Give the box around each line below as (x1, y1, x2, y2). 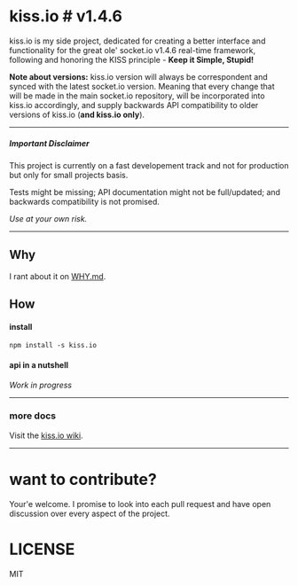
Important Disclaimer (9, 137, 90, 148)
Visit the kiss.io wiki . (9, 430, 83, 441)
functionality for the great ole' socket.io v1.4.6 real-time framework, (9, 44, 255, 55)
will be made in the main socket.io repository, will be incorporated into (9, 90, 265, 101)
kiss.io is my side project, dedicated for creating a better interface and (9, 35, 266, 46)
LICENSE (9, 539, 75, 559)
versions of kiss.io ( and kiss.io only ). (9, 109, 145, 120)
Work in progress (9, 379, 73, 390)
